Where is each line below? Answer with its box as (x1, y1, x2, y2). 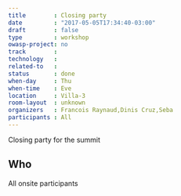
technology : (8, 56, 58, 64)
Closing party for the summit (8, 135, 100, 144)
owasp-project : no (8, 41, 68, 49)
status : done (8, 70, 76, 78)
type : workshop (8, 33, 89, 42)
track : (8, 48, 58, 56)
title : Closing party (8, 11, 107, 20)
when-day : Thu (8, 77, 72, 85)
